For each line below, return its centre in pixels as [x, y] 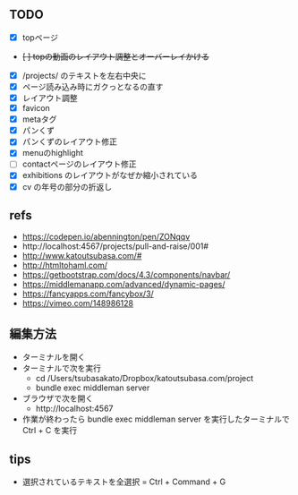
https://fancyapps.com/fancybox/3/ [88, 294]
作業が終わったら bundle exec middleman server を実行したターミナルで [156, 419]
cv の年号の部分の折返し [67, 186]
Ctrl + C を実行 [50, 431]
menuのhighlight [52, 153]
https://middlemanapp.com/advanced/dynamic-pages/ [123, 285]
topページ [40, 37]
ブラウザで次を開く [58, 398]
